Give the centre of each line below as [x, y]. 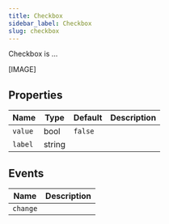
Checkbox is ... [33, 54]
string [55, 145]
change [25, 208]
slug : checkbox [34, 31]
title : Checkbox [36, 16]
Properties [36, 95]
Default [88, 118]
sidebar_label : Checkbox [50, 23]
